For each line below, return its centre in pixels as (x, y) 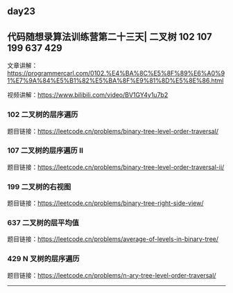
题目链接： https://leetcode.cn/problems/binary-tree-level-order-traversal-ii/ (116, 167)
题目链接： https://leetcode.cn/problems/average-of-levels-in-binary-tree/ (113, 239)
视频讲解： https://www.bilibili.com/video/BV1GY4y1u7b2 (88, 95)
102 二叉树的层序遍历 (43, 115)
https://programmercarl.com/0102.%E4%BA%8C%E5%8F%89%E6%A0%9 (116, 73)
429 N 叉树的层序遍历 (43, 259)
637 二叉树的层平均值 (43, 223)
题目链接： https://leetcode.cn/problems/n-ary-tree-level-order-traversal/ (112, 275)
